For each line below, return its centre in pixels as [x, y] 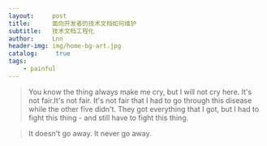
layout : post [38, 16]
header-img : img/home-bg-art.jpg [65, 46]
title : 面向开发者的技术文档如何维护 [73, 24]
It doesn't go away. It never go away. [90, 133]
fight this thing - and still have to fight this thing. [108, 118]
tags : [17, 62]
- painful [40, 69]
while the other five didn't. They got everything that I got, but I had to [144, 109]
